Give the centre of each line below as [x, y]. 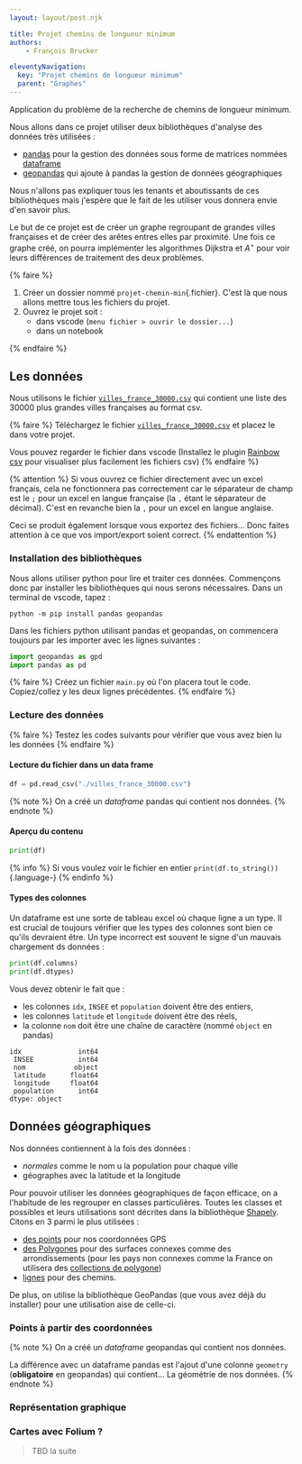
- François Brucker [62, 50]
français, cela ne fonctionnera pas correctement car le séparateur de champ [151, 489]
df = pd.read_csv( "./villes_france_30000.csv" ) [101, 784]
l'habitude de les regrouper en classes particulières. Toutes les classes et [146, 1202]
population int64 [56, 1091]
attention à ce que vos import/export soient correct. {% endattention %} [143, 535]
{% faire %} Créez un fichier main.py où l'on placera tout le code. [130, 682]
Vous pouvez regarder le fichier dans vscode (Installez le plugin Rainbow [145, 453]
